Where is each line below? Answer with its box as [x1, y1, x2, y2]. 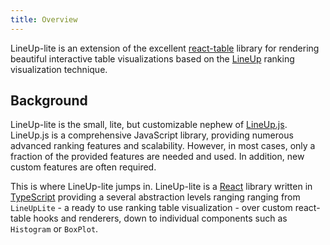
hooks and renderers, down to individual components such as [33, 212, 288, 225]
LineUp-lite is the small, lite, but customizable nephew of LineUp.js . [10, 119, 288, 131]
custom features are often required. [10, 161, 157, 173]
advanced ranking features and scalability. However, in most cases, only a [10, 140, 316, 152]
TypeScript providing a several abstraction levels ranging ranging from [10, 191, 301, 203]
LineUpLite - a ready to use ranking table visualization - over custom [10, 202, 293, 214]
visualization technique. [10, 63, 108, 75]
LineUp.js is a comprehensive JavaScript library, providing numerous [10, 129, 294, 141]
